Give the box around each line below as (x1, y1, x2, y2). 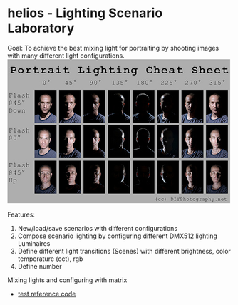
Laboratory (7, 20, 75, 36)
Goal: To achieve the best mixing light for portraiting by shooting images (7, 43, 219, 52)
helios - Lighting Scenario (7, 5, 163, 21)
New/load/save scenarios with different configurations (17, 224, 178, 232)
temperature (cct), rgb (17, 254, 83, 263)
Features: (7, 210, 36, 219)
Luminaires (17, 239, 51, 247)
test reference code (17, 289, 76, 298)
